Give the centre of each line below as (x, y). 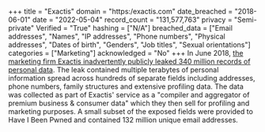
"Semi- (245, 20)
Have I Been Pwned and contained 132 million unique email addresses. (123, 120)
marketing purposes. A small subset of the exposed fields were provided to (131, 112)
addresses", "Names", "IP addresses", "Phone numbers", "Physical (117, 36)
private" (21, 28)
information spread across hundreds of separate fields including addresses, (132, 78)
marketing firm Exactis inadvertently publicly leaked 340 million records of (129, 61)
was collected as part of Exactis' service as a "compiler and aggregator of (129, 95)
